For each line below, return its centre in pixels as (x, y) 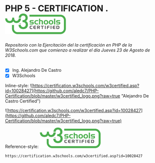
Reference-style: (22, 147)
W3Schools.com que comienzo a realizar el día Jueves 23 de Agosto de (77, 50)
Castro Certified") (23, 101)
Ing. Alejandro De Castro (37, 70)
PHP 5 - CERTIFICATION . (57, 8)
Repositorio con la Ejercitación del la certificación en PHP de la (69, 45)
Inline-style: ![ (19, 85)
